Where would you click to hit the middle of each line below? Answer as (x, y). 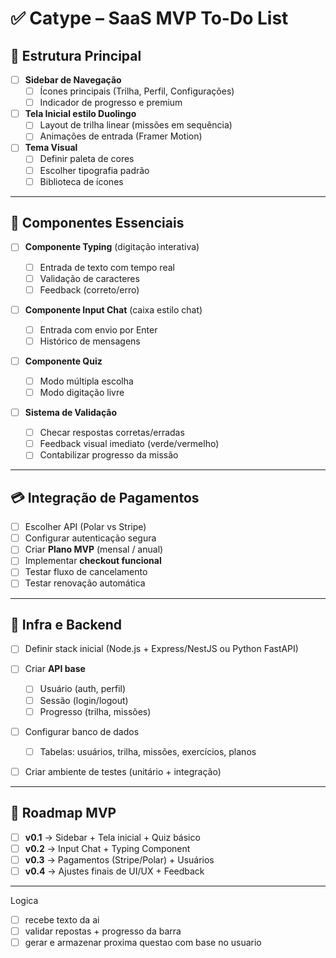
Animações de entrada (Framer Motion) (121, 136)
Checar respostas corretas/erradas (112, 433)
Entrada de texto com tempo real (107, 267)
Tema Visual (51, 148)
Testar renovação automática (85, 583)
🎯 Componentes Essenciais (97, 223)
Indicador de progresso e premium (111, 103)
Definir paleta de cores (87, 159)
